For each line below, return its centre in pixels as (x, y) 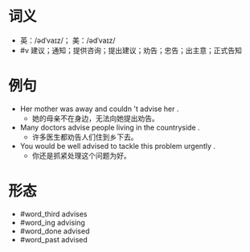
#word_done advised (55, 231)
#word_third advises (53, 213)
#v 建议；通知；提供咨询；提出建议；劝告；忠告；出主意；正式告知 (131, 50)
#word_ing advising (53, 222)
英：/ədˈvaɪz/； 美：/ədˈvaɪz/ (68, 40)
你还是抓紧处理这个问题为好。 (81, 155)
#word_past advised (54, 239)
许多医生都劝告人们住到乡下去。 (85, 137)
